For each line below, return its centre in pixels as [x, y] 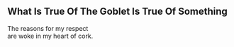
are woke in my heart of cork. [50, 36]
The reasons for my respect [48, 28]
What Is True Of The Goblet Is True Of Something [118, 12]
